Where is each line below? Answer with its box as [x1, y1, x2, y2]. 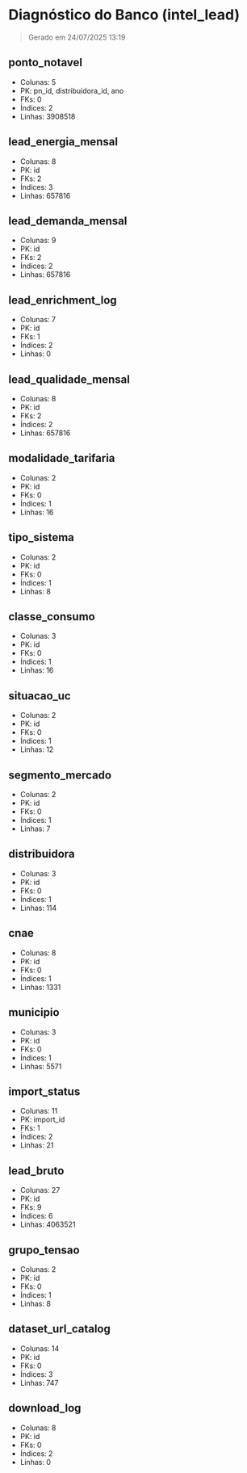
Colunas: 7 [19, 315, 57, 325]
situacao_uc [8, 689, 71, 703]
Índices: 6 [19, 1211, 53, 1221]
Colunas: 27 [19, 1186, 61, 1195]
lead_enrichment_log [8, 293, 117, 307]
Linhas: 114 [19, 903, 57, 913]
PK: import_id [19, 1114, 65, 1124]
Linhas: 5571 [19, 1061, 62, 1071]
